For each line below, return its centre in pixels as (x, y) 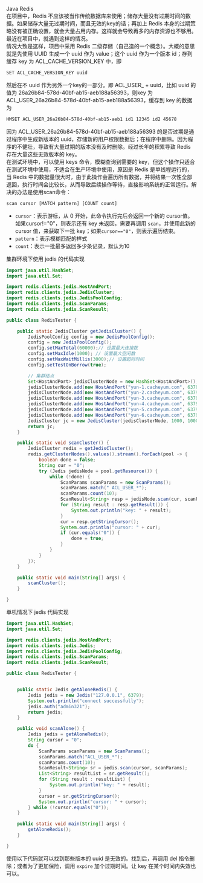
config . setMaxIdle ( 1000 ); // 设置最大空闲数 (82, 354)
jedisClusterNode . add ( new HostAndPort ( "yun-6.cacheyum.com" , (107, 415)
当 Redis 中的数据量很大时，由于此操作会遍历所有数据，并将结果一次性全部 (99, 177)
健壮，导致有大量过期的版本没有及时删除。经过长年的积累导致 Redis (107, 146)
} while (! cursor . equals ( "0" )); (69, 807)
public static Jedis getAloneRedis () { (67, 689)
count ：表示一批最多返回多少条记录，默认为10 (72, 246)
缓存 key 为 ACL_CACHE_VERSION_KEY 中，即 (64, 61)
